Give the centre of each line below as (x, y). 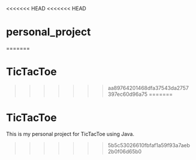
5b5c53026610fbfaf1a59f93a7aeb (149, 145)
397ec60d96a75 (128, 94)
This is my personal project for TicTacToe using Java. (70, 134)
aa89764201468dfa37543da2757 (148, 88)
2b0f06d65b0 (125, 151)
